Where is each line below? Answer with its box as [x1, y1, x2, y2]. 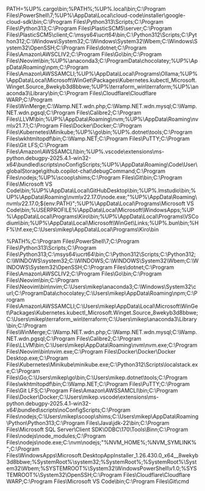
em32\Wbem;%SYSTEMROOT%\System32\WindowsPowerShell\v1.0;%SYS [6, 465, 197, 472]
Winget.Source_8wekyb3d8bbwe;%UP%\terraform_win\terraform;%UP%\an [6, 83, 199, 90]
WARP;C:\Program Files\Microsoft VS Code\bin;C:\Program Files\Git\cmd [6, 478, 189, 485]
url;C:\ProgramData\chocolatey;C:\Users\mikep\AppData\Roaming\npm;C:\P [6, 289, 198, 297]
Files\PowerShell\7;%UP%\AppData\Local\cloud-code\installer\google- [6, 12, 186, 19]
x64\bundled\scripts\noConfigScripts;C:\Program [6, 406, 131, 413]
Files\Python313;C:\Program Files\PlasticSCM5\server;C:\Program [6, 24, 173, 32]
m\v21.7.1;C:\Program [6, 122, 59, 129]
